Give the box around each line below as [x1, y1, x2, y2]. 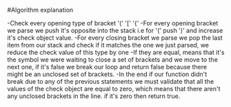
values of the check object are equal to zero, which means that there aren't [7, 85, 221, 93]
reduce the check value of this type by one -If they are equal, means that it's [7, 48, 225, 56]
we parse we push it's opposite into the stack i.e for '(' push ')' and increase [7, 27, 223, 34]
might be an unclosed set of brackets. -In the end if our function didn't [7, 70, 208, 78]
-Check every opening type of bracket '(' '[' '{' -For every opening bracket [7, 19, 219, 27]
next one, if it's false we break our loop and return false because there [7, 63, 208, 71]
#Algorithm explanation [7, 6, 74, 14]
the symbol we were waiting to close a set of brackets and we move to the [7, 56, 219, 64]
